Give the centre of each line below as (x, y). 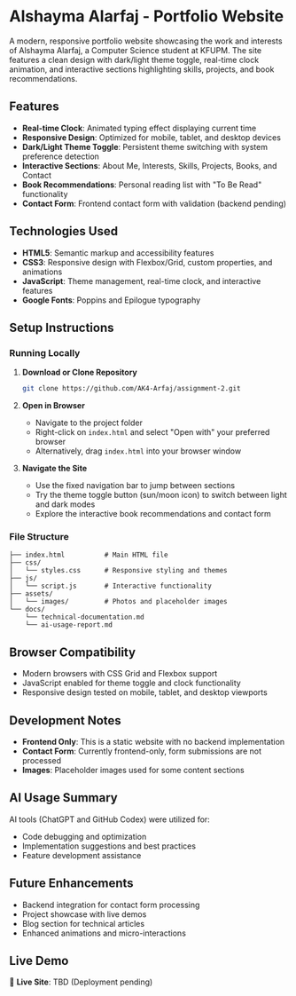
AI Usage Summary (63, 798)
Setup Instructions (62, 327)
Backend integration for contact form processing (111, 905)
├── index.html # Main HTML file (89, 555)
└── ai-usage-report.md (69, 625)
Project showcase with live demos (84, 914)
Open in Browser (54, 406)
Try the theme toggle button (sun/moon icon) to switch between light (161, 495)
